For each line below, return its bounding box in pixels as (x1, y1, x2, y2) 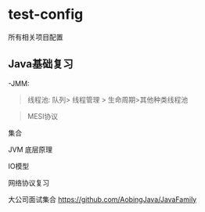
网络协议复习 (8, 178, 49, 187)
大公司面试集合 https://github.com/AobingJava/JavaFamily (8, 194, 197, 204)
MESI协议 (27, 111, 59, 120)
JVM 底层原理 (8, 145, 53, 154)
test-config (8, 5, 84, 23)
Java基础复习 (8, 57, 74, 71)
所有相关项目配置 (8, 32, 63, 41)
